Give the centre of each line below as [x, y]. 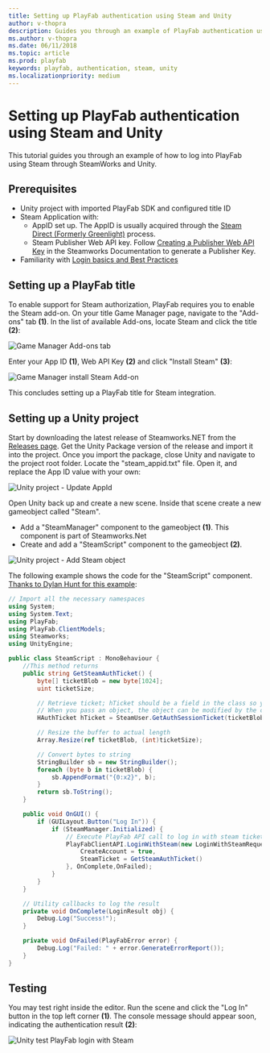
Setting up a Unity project [74, 418]
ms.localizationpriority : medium [64, 76]
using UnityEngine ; [41, 644]
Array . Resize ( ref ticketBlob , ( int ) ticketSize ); [120, 740]
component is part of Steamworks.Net [83, 536]
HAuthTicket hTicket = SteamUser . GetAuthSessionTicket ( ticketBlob [151, 718]
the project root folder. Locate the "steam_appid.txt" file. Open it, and [123, 463]
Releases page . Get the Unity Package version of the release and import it [131, 446]
